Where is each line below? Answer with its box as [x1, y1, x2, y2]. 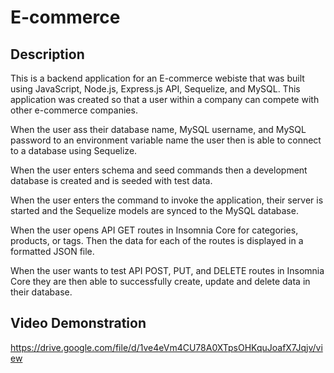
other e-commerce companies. [10, 104, 138, 116]
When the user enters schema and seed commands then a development [10, 164, 308, 176]
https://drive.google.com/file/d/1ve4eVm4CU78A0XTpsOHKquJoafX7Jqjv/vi [10, 341, 323, 353]
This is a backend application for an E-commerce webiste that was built [10, 72, 305, 84]
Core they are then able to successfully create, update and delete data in [10, 276, 311, 287]
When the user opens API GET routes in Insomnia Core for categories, [10, 224, 299, 236]
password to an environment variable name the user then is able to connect [10, 134, 322, 146]
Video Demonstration [10, 315, 147, 332]
